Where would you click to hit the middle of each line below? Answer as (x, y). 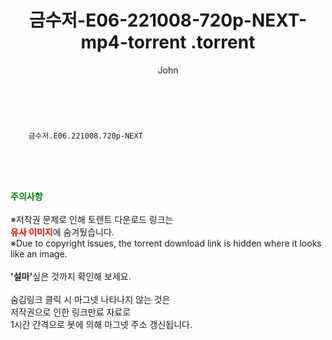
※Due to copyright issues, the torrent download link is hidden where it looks (166, 243)
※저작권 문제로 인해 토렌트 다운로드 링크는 (92, 219)
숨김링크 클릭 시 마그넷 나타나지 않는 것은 (90, 299)
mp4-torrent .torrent (168, 42)
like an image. (39, 253)
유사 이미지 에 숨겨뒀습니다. (62, 232)
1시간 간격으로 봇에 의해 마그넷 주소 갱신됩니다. (101, 324)
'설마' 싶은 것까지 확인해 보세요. (71, 276)
